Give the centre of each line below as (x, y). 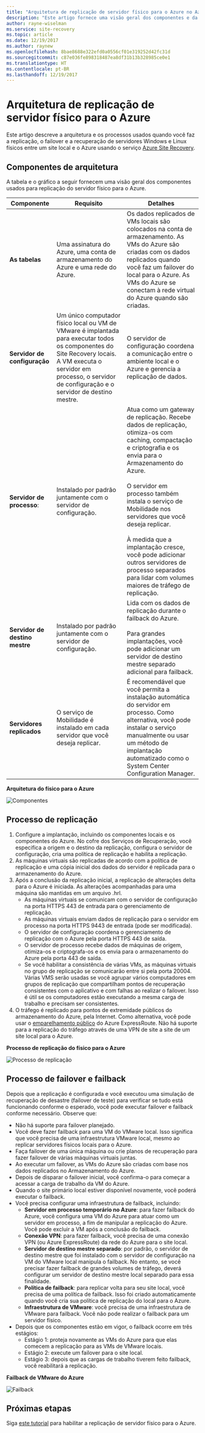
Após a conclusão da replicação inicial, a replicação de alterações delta (105, 880)
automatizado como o (158, 758)
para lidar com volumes (160, 578)
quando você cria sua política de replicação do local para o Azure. (107, 1300)
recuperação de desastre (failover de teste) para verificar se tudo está (95, 1100)
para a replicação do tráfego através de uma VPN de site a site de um (103, 1029)
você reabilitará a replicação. (61, 1366)
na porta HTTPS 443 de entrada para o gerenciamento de (97, 906)
